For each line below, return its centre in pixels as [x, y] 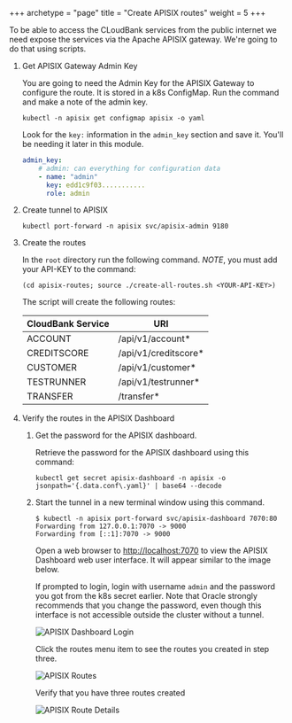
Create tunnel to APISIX [65, 210]
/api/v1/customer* [157, 368]
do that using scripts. [48, 49]
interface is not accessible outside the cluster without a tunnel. [150, 615]
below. [47, 570]
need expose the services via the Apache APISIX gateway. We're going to [143, 39]
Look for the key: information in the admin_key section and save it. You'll [153, 135]
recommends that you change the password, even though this [148, 605]
